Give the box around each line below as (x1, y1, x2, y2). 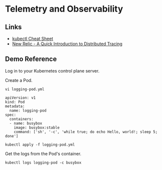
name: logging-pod (9, 108, 47, 113)
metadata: (5, 104, 25, 109)
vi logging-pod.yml (5, 87, 45, 92)
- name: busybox (9, 121, 42, 126)
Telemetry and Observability (5, 3, 123, 15)
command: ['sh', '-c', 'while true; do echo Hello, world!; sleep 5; (14, 129, 158, 134)
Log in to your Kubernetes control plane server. (5, 68, 100, 74)
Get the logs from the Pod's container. (5, 151, 82, 156)
